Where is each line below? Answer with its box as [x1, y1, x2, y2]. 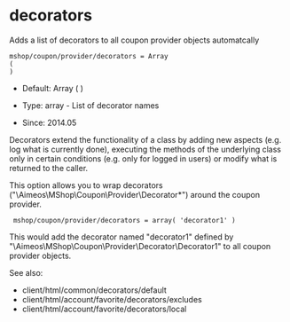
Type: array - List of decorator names [21, 99, 160, 111]
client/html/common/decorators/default [21, 285, 167, 295]
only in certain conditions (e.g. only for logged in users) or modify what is [9, 153, 278, 164]
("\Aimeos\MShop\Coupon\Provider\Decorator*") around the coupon [9, 189, 260, 200]
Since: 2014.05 [21, 117, 77, 128]
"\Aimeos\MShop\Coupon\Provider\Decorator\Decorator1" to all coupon [9, 240, 271, 251]
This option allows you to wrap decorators [9, 179, 163, 191]
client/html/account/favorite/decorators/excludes [21, 294, 202, 304]
